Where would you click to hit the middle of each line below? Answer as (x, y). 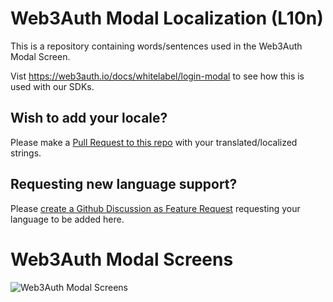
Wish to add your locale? (89, 118)
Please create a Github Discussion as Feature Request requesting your (155, 208)
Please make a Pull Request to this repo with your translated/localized (154, 142)
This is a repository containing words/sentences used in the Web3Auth (156, 46)
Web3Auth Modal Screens (122, 259)
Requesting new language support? (124, 184)
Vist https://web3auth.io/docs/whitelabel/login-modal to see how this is (157, 76)
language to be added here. (67, 219)
